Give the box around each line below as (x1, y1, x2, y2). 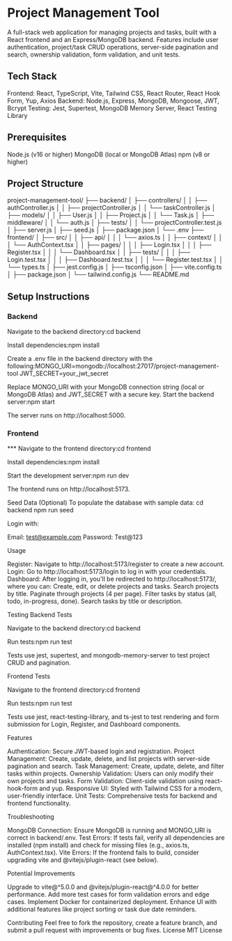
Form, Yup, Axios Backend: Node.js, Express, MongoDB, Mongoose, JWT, (7, 96, 219, 105)
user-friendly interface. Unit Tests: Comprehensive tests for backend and (7, 792, 217, 800)
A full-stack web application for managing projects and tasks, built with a (7, 28, 217, 36)
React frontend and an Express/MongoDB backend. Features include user (7, 35, 219, 43)
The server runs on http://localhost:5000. (7, 411, 126, 420)
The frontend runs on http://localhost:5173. (7, 485, 130, 494)
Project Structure (7, 177, 84, 189)
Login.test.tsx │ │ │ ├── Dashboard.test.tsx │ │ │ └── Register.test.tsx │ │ (7, 255, 224, 264)
